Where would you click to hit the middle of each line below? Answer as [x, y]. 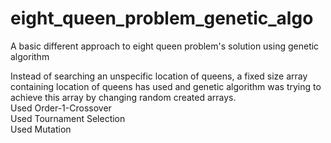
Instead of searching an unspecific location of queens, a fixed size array [159, 76]
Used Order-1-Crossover [61, 108]
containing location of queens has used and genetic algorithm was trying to [166, 86]
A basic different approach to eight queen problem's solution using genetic [165, 46]
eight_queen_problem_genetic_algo [162, 18]
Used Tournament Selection [68, 118]
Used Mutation [41, 129]
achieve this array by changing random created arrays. [123, 97]
